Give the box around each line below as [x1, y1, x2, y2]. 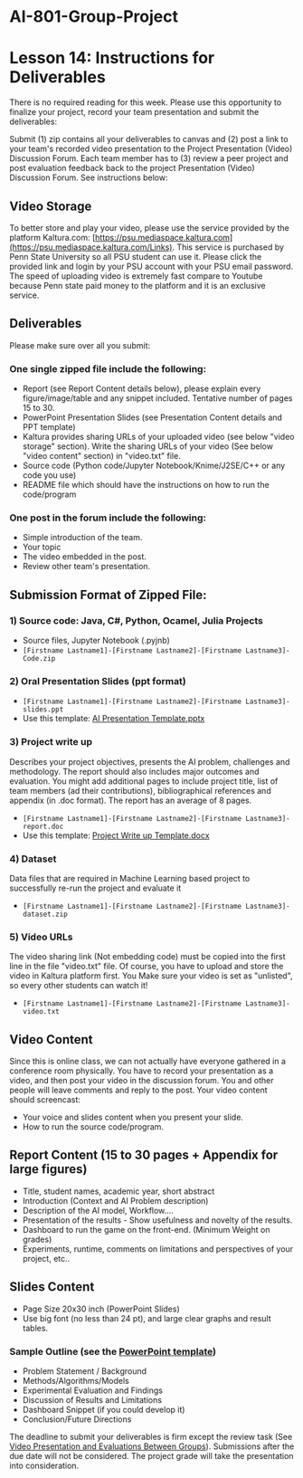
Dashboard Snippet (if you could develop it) [22, 1404, 185, 1415]
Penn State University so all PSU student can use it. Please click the [9, 251, 262, 262]
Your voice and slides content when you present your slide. [22, 1111, 244, 1123]
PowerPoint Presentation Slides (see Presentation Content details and [22, 412, 283, 423]
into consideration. [9, 1460, 80, 1471]
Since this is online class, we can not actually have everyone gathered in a [9, 1056, 287, 1067]
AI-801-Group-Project [9, 6, 179, 27]
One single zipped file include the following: [9, 362, 206, 375]
